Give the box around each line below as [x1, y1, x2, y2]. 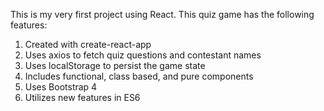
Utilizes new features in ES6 [24, 92, 141, 103]
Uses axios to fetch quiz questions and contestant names [24, 49, 262, 61]
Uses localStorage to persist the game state [24, 60, 206, 71]
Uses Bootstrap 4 [24, 81, 98, 93]
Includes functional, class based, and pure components [24, 70, 254, 82]
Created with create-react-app [24, 39, 152, 50]
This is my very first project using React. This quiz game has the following [10, 9, 315, 20]
